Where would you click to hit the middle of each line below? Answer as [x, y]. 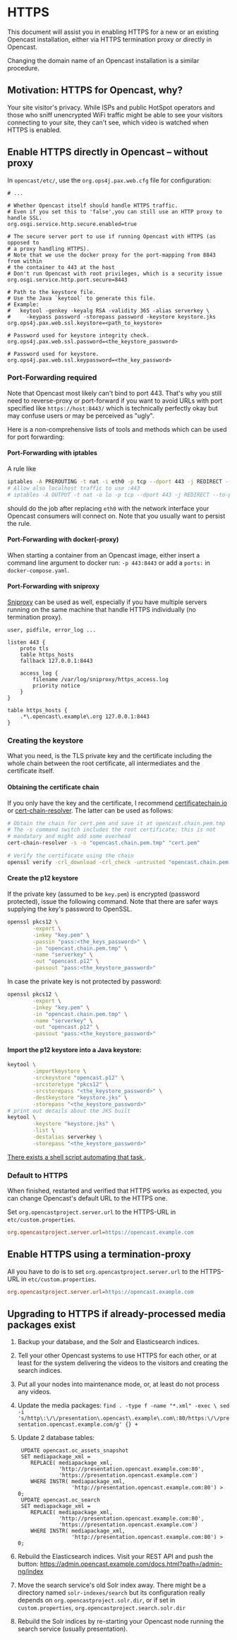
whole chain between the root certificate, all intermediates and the [104, 763]
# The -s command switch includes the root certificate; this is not [112, 830]
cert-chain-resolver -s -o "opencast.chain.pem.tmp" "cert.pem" [104, 843]
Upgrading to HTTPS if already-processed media [116, 1314]
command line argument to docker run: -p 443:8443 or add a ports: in [109, 562]
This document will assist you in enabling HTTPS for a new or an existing [113, 32]
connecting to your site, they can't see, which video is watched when [108, 122]
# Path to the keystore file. [52, 292]
